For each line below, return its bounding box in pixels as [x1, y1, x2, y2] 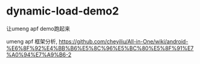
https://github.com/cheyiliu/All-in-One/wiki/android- [59, 37, 189, 45]
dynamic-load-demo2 [6, 4, 119, 18]
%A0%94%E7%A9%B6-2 [6, 51, 71, 58]
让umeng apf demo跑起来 [6, 25, 71, 32]
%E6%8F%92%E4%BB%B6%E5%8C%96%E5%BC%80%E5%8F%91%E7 [6, 44, 194, 52]
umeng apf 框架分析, [6, 37, 58, 45]
